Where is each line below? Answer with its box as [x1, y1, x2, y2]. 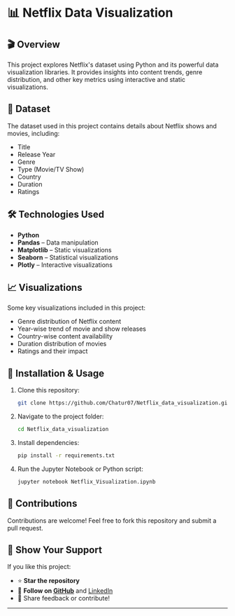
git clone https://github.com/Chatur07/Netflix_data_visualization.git [17, 399, 231, 406]
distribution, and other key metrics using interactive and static [7, 76, 186, 83]
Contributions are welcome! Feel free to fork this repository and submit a [7, 516, 217, 525]
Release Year [17, 150, 56, 158]
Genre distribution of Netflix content [17, 317, 122, 326]
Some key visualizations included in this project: [7, 303, 145, 312]
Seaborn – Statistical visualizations [17, 253, 119, 261]
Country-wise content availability [17, 332, 113, 341]
